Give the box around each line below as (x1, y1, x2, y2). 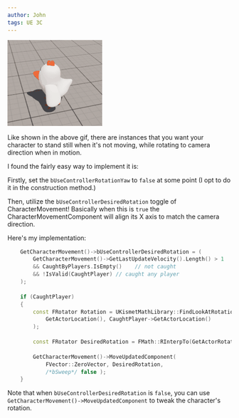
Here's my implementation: (7, 234, 87, 242)
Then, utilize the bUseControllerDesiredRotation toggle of (7, 197, 176, 206)
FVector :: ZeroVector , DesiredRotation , (45, 360, 164, 368)
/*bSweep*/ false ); (45, 368, 107, 375)
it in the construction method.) (7, 183, 96, 192)
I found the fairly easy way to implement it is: (7, 162, 139, 170)
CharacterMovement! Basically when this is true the (7, 204, 160, 213)
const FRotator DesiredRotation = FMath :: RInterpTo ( (33, 338, 193, 345)
